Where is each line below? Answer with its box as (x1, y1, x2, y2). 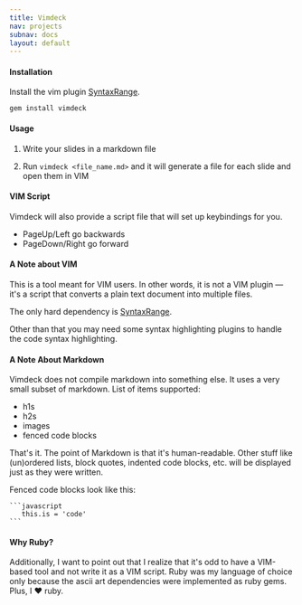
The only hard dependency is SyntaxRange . (9, 307, 173, 317)
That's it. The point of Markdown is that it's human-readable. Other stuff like (9, 448, 293, 458)
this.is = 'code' (21, 510, 88, 519)
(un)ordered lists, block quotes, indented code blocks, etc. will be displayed (9, 458, 292, 468)
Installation (9, 66, 52, 77)
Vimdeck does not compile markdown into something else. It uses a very (9, 374, 280, 385)
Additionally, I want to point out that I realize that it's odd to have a (9, 557, 256, 568)
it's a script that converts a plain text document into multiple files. (9, 288, 253, 299)
